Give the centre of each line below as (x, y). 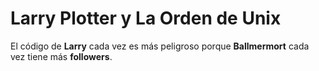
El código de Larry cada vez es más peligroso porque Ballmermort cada (160, 46)
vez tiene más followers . (61, 56)
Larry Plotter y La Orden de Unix (146, 18)
